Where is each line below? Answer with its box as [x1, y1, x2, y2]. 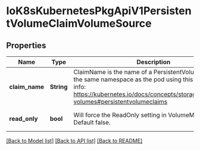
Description [136, 58, 171, 66]
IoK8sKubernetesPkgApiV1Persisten [6, 4, 192, 18]
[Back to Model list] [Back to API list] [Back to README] [6, 138, 143, 144]
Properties [6, 40, 46, 50]
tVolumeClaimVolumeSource [6, 17, 152, 30]
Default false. [73, 119, 111, 126]
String [49, 83, 68, 91]
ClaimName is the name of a [73, 68, 152, 76]
